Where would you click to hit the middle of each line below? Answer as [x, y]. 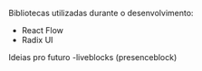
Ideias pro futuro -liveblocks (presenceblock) [93, 57]
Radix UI [37, 40]
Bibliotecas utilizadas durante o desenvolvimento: [101, 13]
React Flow [43, 30]
